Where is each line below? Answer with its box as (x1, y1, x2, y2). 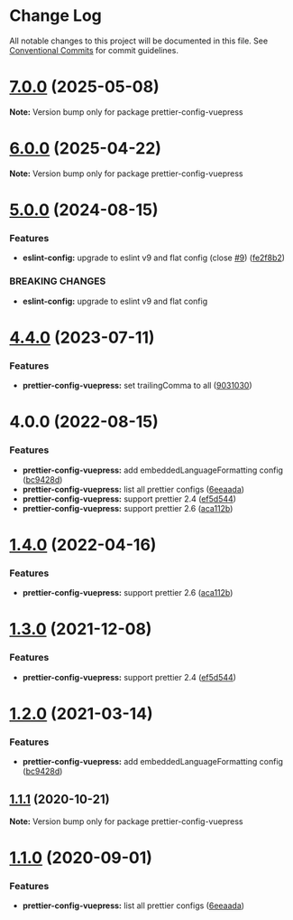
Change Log (9, 5, 102, 26)
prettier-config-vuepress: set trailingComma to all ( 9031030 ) (22, 380, 252, 391)
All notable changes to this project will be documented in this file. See (9, 35, 269, 46)
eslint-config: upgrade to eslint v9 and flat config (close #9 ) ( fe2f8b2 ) (22, 252, 286, 263)
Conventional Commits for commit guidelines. (9, 44, 179, 55)
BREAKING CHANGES (9, 275, 106, 287)
